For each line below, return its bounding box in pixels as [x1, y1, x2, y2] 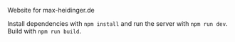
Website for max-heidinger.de [7, 6, 95, 14]
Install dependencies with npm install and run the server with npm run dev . [7, 20, 228, 27]
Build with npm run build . [7, 27, 82, 35]
